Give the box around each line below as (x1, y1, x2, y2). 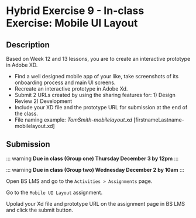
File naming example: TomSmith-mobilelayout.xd (14, 116, 133, 123)
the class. (14, 110, 38, 117)
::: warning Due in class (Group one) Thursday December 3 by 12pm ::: (6, 155, 179, 162)
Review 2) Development (14, 98, 73, 105)
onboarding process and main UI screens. (14, 79, 116, 86)
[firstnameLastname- (133, 116, 184, 123)
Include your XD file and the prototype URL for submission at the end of (14, 104, 188, 110)
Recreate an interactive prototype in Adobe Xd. (14, 85, 128, 92)
